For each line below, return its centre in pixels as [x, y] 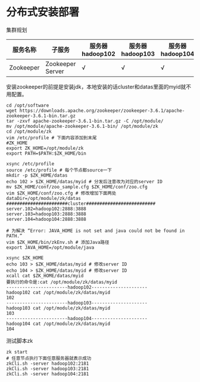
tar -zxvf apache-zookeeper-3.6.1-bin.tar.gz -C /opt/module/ [85, 121]
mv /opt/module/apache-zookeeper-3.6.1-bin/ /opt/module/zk [82, 126]
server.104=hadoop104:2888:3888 [46, 219]
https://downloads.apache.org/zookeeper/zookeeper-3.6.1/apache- [102, 111]
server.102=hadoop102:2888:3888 [46, 209]
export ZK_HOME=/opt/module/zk [45, 148]
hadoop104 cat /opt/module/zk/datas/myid [58, 324]
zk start [17, 352]
